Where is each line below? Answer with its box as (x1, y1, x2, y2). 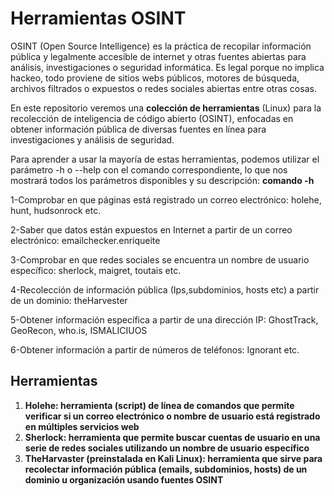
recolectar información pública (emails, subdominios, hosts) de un (24, 463, 308, 475)
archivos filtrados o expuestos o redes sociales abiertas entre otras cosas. (10, 82, 317, 94)
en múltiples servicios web (24, 420, 140, 432)
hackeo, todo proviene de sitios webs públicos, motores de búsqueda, (10, 72, 300, 84)
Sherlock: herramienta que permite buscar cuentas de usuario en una (24, 431, 321, 443)
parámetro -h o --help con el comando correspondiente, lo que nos (10, 163, 288, 176)
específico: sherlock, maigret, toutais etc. (10, 264, 182, 276)
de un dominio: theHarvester (10, 294, 128, 306)
